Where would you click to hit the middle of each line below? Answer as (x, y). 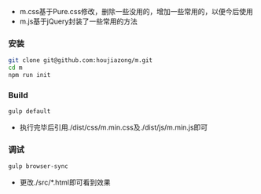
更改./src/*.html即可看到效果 (65, 182)
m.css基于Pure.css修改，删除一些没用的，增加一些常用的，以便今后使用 (136, 11)
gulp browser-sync (38, 167)
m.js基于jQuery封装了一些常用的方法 (78, 21)
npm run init (29, 75)
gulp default (29, 112)
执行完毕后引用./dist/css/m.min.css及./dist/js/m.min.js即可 (114, 127)
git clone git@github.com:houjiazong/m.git (81, 60)
